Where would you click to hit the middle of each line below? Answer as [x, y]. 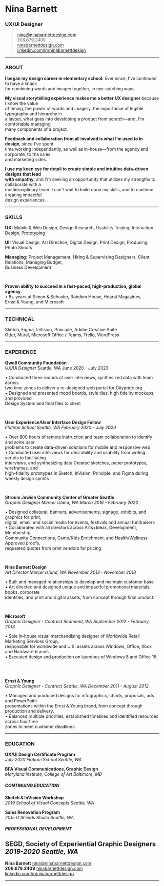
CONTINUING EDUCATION [32, 785]
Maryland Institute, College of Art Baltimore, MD [54, 774]
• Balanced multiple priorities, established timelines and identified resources [82, 716]
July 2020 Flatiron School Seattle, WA [43, 759]
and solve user [20, 442]
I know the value [21, 103]
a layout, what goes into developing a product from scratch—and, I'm [75, 119]
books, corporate [22, 592]
